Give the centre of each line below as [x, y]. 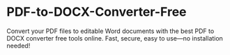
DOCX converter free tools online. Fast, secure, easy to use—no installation [115, 38]
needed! [18, 45]
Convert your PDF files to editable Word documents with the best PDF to [110, 31]
